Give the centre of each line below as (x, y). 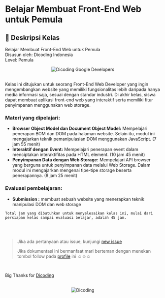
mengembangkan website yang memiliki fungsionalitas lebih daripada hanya (82, 89)
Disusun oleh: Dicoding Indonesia (39, 55)
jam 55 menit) (26, 144)
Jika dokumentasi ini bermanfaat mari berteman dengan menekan (84, 251)
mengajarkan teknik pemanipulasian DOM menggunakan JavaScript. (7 (84, 139)
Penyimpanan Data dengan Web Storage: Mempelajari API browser (82, 160)
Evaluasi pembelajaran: (34, 188)
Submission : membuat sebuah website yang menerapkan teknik (78, 199)
